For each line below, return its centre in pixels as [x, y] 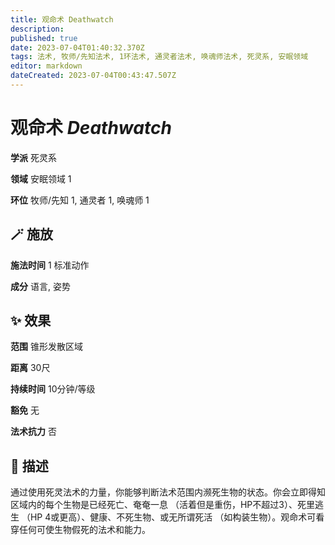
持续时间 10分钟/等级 [53, 389]
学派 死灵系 [33, 157]
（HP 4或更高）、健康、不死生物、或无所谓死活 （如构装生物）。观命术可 [169, 517]
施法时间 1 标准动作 [50, 265]
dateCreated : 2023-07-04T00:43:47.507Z [93, 76]
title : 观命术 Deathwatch [62, 19]
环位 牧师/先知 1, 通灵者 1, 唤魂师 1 [80, 200]
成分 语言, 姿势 [40, 286]
